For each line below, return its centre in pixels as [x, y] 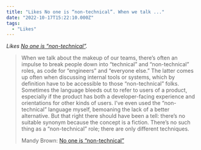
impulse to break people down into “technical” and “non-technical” [105, 64]
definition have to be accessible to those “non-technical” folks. [100, 84]
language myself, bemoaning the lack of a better [109, 109]
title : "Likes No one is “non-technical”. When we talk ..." [86, 12]
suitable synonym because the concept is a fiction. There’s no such [106, 123]
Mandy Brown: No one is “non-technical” [73, 141]
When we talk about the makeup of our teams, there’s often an [99, 58]
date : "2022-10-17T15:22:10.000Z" [50, 18]
